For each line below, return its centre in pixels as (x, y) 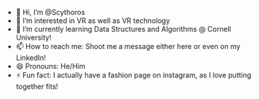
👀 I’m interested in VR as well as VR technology (93, 21)
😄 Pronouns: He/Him (50, 66)
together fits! (37, 86)
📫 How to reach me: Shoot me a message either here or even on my (128, 46)
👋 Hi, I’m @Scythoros (50, 12)
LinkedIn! (31, 58)
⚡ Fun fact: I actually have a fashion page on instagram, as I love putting (133, 75)
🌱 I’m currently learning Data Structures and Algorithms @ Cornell (124, 29)
